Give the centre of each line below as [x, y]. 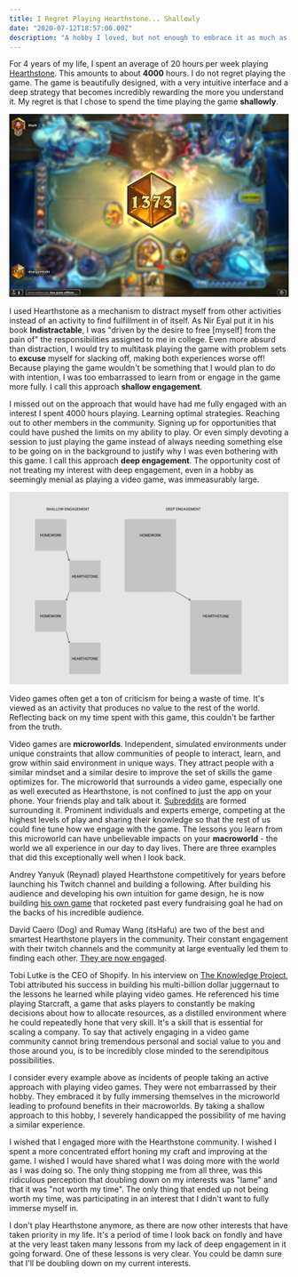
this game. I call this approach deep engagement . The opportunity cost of [145, 461]
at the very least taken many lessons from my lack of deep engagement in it [148, 1244]
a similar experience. [47, 1124]
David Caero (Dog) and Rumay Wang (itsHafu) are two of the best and [137, 929]
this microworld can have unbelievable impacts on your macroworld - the [144, 838]
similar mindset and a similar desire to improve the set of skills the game [141, 772]
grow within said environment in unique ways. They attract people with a [142, 763]
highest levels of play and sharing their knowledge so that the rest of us [140, 819]
